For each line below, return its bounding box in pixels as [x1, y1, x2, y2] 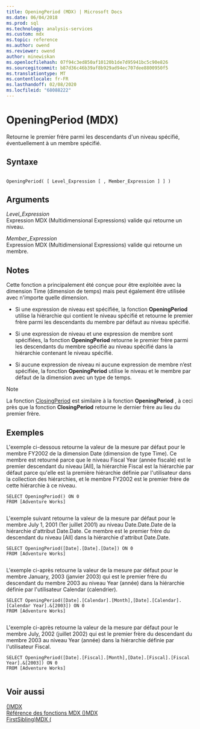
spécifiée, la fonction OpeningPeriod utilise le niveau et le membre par [14, 368, 191, 375]
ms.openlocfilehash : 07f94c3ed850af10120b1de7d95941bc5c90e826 [6, 59, 169, 65]
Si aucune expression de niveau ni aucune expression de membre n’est [14, 361, 192, 368]
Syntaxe [6, 157, 38, 167]
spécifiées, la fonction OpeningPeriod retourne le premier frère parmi [14, 337, 189, 344]
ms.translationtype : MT [6, 70, 66, 77]
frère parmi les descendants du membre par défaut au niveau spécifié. [14, 319, 191, 326]
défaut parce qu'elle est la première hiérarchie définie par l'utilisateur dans [6, 469, 192, 477]
